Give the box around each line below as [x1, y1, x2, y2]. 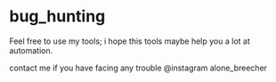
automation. [9, 45, 53, 55]
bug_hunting [9, 6, 106, 27]
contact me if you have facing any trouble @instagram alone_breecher [9, 62, 268, 73]
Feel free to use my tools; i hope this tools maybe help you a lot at [9, 36, 251, 46]
